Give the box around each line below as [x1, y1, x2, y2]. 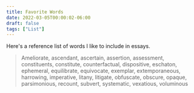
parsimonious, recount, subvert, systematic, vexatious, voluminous [21, 80, 189, 88]
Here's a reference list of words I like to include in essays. [6, 43, 150, 50]
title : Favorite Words [6, 9, 64, 15]
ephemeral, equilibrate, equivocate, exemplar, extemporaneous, [21, 67, 181, 75]
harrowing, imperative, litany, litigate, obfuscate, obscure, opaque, [21, 74, 187, 81]
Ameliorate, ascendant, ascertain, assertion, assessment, [21, 54, 165, 61]
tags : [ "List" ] [6, 26, 45, 32]
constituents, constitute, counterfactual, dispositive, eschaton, [21, 61, 177, 68]
